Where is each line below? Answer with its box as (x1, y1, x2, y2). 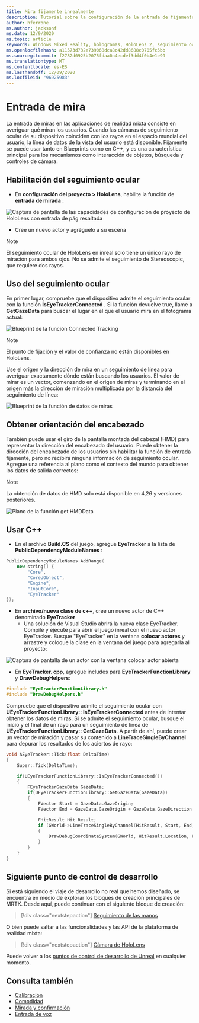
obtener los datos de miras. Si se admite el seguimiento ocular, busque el (6, 715, 185, 722)
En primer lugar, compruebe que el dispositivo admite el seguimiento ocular (6, 295, 191, 302)
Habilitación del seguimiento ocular (6, 175, 140, 185)
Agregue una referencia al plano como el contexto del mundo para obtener (6, 461, 188, 468)
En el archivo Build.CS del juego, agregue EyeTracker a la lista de (14, 541, 176, 548)
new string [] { (17, 564, 54, 570)
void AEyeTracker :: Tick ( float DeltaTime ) (6, 752, 110, 757)
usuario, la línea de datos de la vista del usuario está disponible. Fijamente (6, 139, 188, 146)
